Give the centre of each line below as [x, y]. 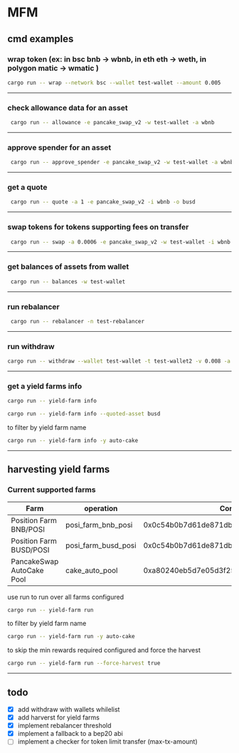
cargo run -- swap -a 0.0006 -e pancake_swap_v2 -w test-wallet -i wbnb [121, 242]
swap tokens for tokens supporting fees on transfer [98, 227]
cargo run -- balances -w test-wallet [68, 282]
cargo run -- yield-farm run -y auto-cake [71, 637]
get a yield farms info [45, 386]
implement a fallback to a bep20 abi [70, 734]
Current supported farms [52, 490]
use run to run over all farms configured [66, 597]
